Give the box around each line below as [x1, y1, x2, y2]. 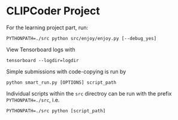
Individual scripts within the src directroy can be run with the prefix [6, 90, 172, 97]
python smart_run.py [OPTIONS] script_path [6, 79, 117, 85]
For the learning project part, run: [6, 24, 89, 31]
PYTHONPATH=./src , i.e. [6, 96, 60, 103]
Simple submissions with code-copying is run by [6, 67, 126, 75]
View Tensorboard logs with [6, 46, 76, 53]
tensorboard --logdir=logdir [6, 57, 79, 63]
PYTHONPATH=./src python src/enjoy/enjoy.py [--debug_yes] [6, 35, 157, 41]
